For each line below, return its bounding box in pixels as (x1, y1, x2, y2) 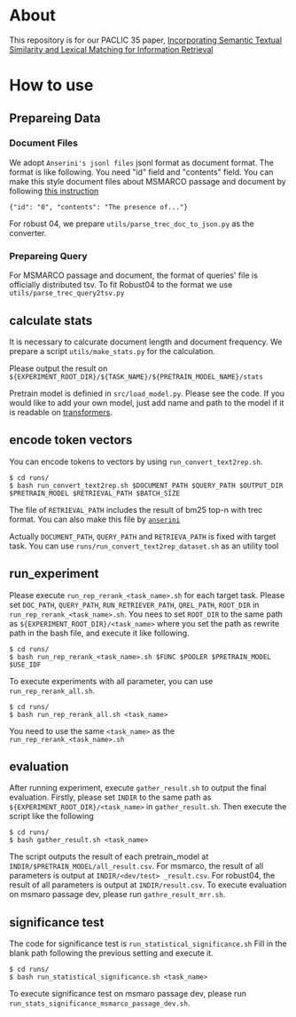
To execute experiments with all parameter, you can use (9, 675, 214, 686)
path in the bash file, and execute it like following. (9, 627, 190, 638)
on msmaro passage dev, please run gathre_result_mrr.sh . (9, 889, 226, 900)
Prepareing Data (9, 110, 101, 125)
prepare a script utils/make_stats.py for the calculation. (9, 345, 215, 356)
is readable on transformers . (9, 406, 113, 417)
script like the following (9, 811, 95, 822)
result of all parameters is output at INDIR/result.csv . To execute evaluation (9, 879, 287, 890)
